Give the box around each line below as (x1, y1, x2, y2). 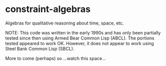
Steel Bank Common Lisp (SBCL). (5, 45, 74, 51)
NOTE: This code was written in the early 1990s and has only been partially (5, 29, 161, 35)
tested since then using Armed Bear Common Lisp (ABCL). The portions (5, 35, 154, 41)
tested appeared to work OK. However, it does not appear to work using (5, 40, 154, 46)
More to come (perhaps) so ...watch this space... (5, 55, 106, 61)
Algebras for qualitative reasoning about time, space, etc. (5, 20, 124, 26)
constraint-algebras (5, 3, 91, 15)
